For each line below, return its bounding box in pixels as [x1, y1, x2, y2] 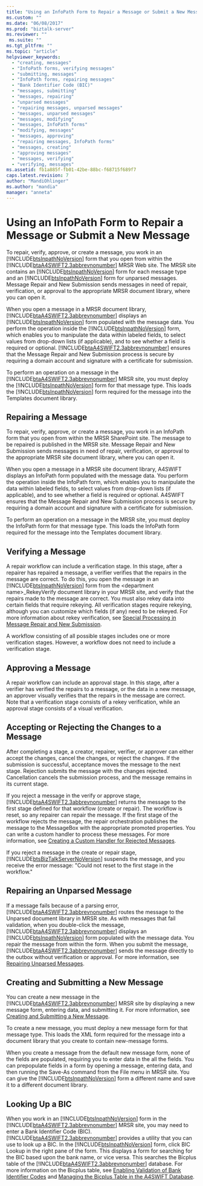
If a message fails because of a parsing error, [6, 901, 120, 909]
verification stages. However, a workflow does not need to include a [6, 639, 176, 646]
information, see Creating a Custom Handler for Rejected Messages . [6, 837, 176, 844]
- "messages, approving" [11, 133, 74, 140]
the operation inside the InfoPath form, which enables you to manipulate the [6, 479, 195, 486]
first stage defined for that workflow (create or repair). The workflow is [6, 804, 182, 812]
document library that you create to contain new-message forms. [6, 1037, 169, 1045]
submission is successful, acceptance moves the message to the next [6, 761, 181, 768]
